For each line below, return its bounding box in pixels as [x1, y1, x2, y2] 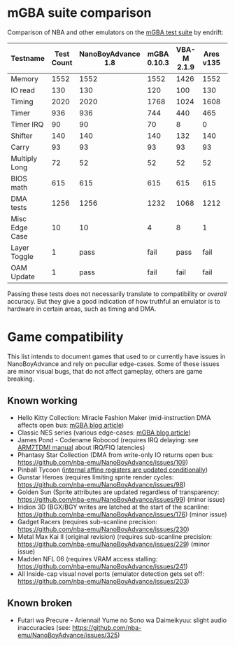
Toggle [10, 251, 34, 261]
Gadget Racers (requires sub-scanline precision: [17, 517, 157, 526]
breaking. [7, 374, 35, 383]
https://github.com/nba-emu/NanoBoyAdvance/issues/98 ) [17, 480, 186, 489]
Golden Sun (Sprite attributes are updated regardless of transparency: [17, 488, 220, 496]
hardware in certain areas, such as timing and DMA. [7, 304, 157, 313]
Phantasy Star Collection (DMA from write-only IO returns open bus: [17, 450, 215, 459]
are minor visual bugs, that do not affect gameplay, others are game [7, 367, 203, 375]
